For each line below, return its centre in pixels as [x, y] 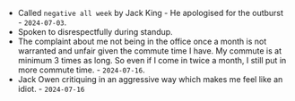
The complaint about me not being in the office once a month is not [142, 41]
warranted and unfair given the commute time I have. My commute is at [150, 51]
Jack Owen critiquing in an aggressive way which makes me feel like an [150, 79]
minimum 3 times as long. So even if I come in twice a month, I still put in [152, 60]
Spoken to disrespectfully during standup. [95, 32]
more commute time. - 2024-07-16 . [81, 70]
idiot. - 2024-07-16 [51, 89]
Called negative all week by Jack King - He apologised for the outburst [151, 13]
